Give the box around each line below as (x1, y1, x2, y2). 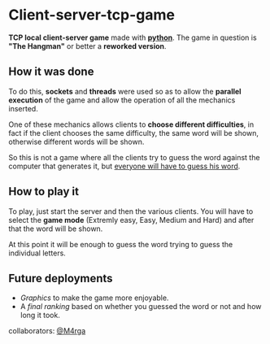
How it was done (8, 65, 94, 79)
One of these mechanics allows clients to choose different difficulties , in (8, 120, 255, 129)
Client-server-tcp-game (8, 6, 175, 24)
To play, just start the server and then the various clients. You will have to (8, 206, 254, 216)
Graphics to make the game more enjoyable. (20, 293, 169, 303)
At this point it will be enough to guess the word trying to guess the (8, 239, 233, 249)
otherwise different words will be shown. (8, 137, 145, 146)
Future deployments (8, 271, 113, 285)
